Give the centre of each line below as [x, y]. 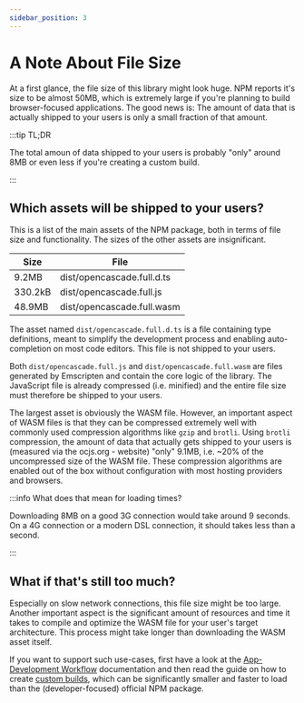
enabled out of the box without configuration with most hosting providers [146, 471]
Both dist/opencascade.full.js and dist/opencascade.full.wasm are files [146, 367]
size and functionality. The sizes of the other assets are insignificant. [138, 240]
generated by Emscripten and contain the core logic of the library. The [141, 376]
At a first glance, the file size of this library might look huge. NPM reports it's [152, 88]
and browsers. [36, 481]
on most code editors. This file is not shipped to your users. [164, 349]
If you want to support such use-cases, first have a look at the [126, 659]
